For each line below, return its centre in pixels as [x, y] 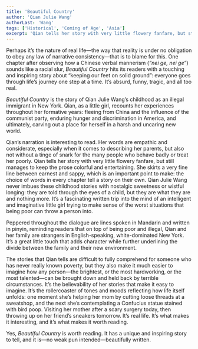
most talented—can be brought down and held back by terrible [82, 278]
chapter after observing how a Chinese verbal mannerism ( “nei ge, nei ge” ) [97, 63]
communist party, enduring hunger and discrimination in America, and [91, 118]
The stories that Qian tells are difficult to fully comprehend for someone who [99, 259]
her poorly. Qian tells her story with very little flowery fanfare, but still [90, 161]
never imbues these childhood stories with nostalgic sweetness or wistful [95, 186]
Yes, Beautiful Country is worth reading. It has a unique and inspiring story [97, 334]
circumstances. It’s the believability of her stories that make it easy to [90, 285]
